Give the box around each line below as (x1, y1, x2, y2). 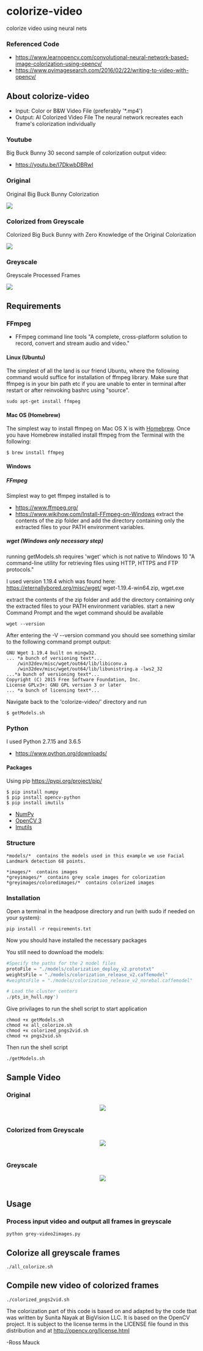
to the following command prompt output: (6, 638, 111, 645)
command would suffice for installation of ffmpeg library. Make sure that (6, 374, 188, 381)
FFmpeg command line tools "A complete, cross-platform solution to (15, 333, 188, 340)
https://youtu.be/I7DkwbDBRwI (15, 161, 94, 169)
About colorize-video (6, 91, 90, 102)
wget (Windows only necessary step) (6, 537, 104, 545)
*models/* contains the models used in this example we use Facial (6, 853, 185, 859)
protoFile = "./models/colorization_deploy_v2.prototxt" (6, 966, 155, 972)
